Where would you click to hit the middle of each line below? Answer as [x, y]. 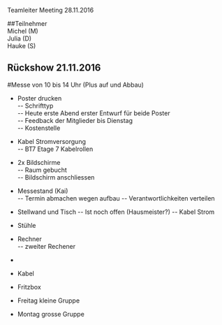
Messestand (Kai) [43, 191]
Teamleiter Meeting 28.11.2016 [51, 10]
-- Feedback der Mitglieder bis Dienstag [75, 120]
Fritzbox [29, 287]
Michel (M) [23, 31]
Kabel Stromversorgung [51, 141]
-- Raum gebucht [42, 170]
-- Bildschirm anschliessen [56, 177]
